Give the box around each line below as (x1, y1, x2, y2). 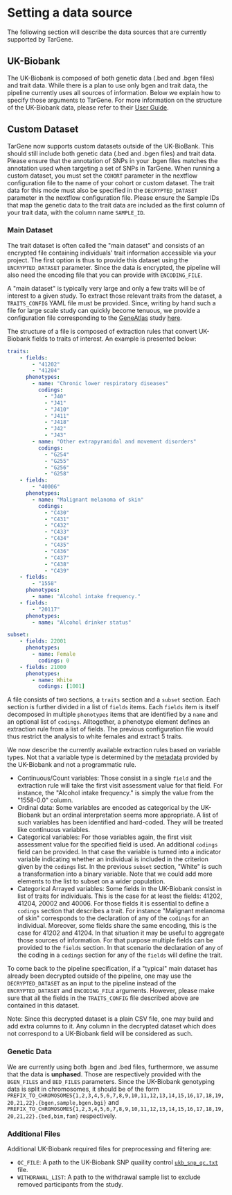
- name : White (32, 677, 73, 684)
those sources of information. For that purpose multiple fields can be (17, 936, 214, 944)
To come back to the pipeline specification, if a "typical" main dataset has (7, 965, 218, 973)
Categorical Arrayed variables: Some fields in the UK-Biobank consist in (17, 885, 222, 893)
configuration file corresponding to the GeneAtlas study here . (7, 314, 182, 322)
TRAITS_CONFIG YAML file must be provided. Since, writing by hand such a (7, 298, 216, 307)
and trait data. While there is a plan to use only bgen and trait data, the (7, 81, 208, 90)
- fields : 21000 (19, 663, 67, 670)
